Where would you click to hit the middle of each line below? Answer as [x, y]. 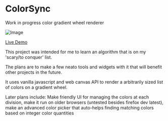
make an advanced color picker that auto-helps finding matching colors [79, 107]
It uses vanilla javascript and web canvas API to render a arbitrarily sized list [84, 82]
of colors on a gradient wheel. [36, 87]
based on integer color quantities [40, 113]
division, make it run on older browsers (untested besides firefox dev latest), [85, 102]
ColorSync [28, 9]
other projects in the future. [34, 72]
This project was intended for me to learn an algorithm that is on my [76, 52]
